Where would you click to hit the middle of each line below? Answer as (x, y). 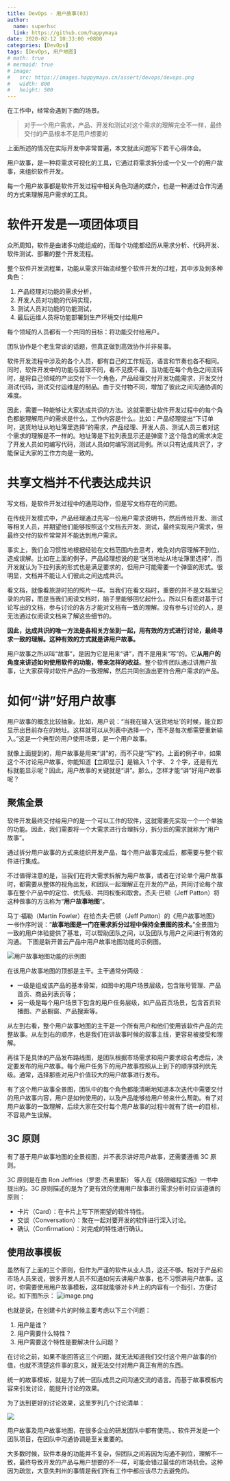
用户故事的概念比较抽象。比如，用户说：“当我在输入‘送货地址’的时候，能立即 (115, 721)
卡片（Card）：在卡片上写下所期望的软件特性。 (82, 1211)
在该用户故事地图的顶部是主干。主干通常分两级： (76, 971)
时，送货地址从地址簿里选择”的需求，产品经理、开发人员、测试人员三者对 (111, 427)
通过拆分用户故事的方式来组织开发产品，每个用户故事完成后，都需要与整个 (112, 852)
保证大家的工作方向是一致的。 (55, 453)
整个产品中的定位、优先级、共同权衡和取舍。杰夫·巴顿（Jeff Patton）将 (119, 893)
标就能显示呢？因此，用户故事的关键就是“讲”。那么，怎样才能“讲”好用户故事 (114, 770)
